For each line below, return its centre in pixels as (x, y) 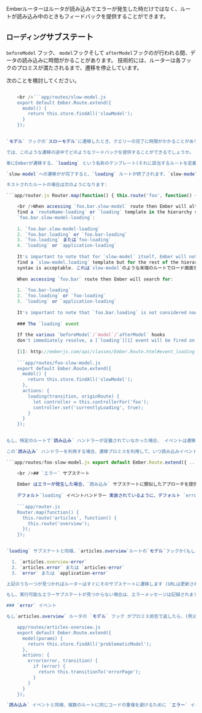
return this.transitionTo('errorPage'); (90, 672)
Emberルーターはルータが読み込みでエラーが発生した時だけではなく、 (93, 9)
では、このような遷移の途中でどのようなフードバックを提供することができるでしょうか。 (100, 152)
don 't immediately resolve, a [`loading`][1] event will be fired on (106, 341)
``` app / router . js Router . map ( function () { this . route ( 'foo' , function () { (102, 196)
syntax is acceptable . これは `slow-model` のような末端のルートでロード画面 (106, 268)
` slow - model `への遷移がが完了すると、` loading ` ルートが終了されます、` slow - (95, 174)
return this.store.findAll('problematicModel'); (90, 644)
